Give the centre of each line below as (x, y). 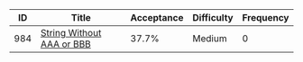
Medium (210, 38)
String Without (71, 33)
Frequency (266, 18)
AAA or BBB (66, 44)
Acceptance (157, 18)
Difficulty (213, 18)
